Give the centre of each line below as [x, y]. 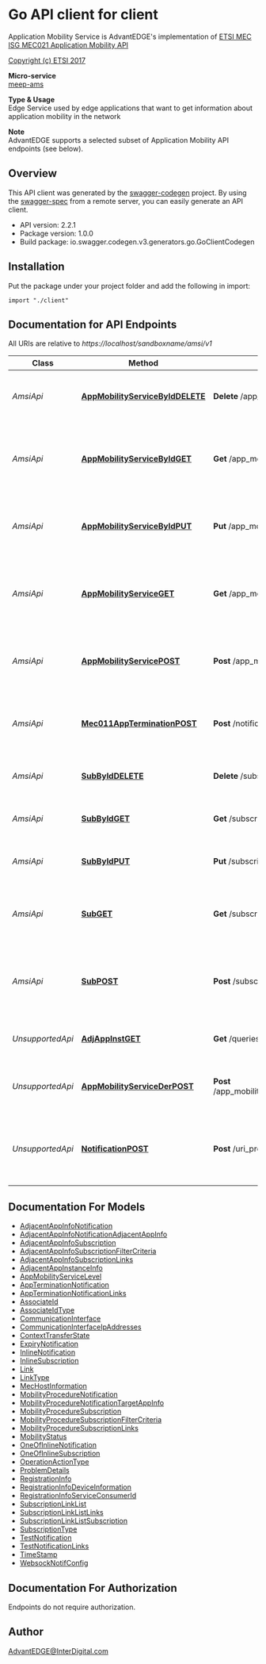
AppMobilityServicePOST [131, 661]
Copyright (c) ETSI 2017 [47, 60]
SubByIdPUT [106, 861]
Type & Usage [32, 99]
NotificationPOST [115, 1149]
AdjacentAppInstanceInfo [61, 1268]
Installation [36, 267]
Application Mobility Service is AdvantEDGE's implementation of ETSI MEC [130, 36]
